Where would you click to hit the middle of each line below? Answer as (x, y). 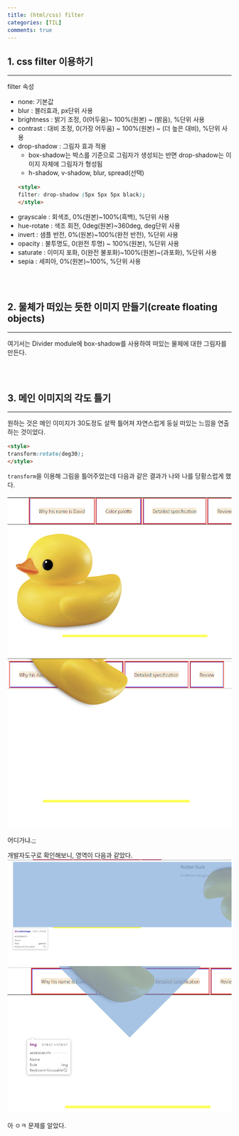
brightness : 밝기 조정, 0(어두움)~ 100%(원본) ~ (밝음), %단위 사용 (111, 120)
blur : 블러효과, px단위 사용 (55, 111)
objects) (26, 319)
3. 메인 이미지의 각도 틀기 (59, 398)
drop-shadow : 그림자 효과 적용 (62, 147)
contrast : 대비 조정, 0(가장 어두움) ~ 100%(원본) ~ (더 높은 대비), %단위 (119, 129)
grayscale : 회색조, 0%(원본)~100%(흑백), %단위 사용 (94, 216)
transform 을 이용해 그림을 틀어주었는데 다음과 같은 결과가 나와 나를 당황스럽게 (116, 476)
